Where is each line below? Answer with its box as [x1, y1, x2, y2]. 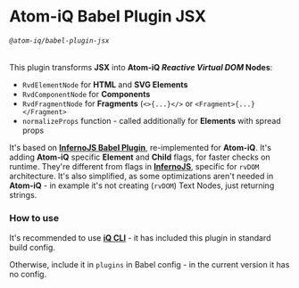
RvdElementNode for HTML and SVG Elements [21, 79, 188, 90]
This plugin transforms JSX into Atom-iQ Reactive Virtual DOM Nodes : [9, 62, 273, 73]
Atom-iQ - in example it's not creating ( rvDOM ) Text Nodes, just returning [9, 180, 275, 191]
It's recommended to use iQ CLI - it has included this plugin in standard [9, 232, 271, 243]
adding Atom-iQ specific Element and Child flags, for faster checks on [9, 152, 270, 162]
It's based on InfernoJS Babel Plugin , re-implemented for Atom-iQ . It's [9, 143, 272, 153]
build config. [9, 242, 55, 252]
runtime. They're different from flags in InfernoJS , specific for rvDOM [9, 161, 260, 172]
